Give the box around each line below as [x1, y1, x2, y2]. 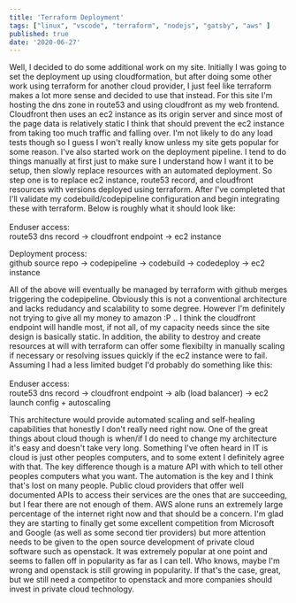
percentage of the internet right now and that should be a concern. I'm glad [9, 508, 285, 519]
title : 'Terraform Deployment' [9, 12, 125, 22]
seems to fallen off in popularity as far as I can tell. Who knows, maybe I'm [9, 555, 281, 567]
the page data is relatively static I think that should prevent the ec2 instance [9, 119, 285, 129]
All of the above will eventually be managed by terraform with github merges [9, 284, 288, 295]
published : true [9, 29, 69, 38]
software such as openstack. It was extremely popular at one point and [9, 546, 268, 557]
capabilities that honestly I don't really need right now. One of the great [9, 424, 268, 435]
